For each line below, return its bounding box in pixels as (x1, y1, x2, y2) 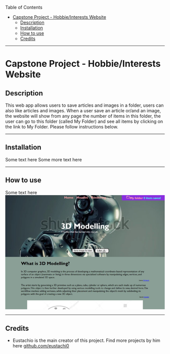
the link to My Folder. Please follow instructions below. (5, 124, 118, 129)
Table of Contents (5, 5, 43, 10)
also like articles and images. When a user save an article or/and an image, (5, 108, 161, 113)
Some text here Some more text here (5, 156, 82, 162)
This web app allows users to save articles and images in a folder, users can (5, 102, 164, 108)
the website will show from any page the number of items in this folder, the (5, 113, 161, 119)
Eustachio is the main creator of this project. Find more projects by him (12, 337, 160, 343)
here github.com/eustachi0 (12, 343, 69, 349)
